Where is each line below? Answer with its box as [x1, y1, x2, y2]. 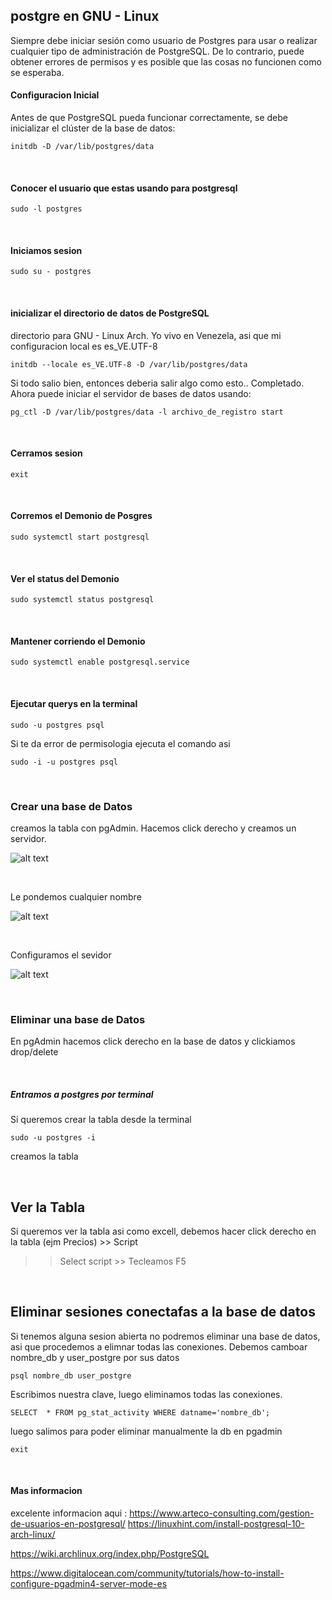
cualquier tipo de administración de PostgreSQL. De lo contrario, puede [10, 45, 305, 57]
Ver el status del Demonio [10, 572, 120, 584]
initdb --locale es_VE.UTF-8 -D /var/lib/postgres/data [10, 359, 248, 369]
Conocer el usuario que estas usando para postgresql [10, 182, 238, 194]
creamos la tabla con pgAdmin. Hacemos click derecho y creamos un [10, 822, 297, 834]
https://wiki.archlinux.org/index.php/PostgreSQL [10, 1548, 210, 1560]
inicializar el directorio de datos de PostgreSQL [10, 307, 210, 319]
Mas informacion [10, 1485, 83, 1497]
